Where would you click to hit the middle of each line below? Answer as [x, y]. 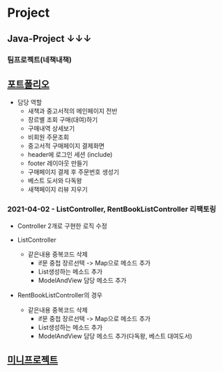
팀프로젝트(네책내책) [39, 59]
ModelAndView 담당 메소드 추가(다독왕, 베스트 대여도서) [115, 336]
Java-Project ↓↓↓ [49, 39]
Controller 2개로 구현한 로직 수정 [62, 226]
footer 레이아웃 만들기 [58, 163]
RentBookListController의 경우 [60, 295]
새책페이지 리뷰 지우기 [58, 189]
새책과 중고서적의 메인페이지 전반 [72, 111]
